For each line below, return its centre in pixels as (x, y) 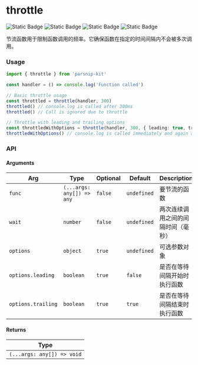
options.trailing (33, 304)
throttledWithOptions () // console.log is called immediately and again (97, 133)
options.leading (32, 276)
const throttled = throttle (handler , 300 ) (59, 101)
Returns (16, 330)
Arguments (20, 162)
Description (176, 178)
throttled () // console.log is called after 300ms (70, 106)
